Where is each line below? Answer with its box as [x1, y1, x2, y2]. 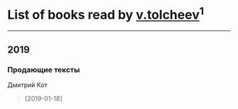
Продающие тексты [7, 65, 80, 75]
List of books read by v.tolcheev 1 [7, 4, 204, 23]
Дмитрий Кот [7, 80, 48, 89]
